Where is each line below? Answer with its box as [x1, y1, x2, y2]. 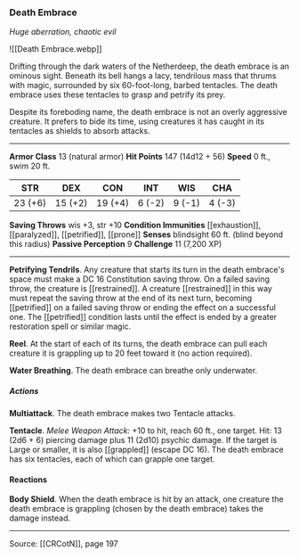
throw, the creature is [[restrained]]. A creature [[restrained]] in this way [9, 283, 273, 294]
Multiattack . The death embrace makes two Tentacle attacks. [9, 408, 236, 419]
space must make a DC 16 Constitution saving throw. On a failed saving [9, 274, 270, 284]
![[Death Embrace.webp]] [9, 44, 102, 54]
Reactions [9, 474, 47, 485]
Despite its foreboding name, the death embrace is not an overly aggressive [9, 107, 287, 118]
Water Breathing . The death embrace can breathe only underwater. [9, 365, 258, 376]
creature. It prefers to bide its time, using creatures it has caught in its [9, 116, 265, 127]
